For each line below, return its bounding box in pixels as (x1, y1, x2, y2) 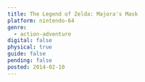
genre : (7, 24, 27, 31)
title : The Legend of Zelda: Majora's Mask (7, 10, 139, 18)
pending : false (7, 57, 53, 64)
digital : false (7, 37, 53, 44)
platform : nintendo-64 (7, 17, 75, 24)
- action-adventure (14, 30, 72, 38)
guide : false (7, 51, 46, 58)
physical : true (7, 43, 53, 51)
